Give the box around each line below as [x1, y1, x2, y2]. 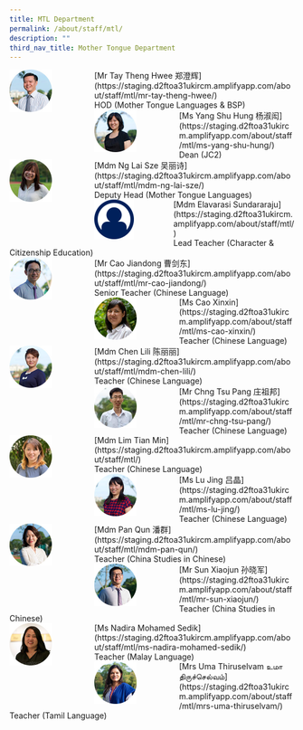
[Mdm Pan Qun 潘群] [94, 525, 172, 536]
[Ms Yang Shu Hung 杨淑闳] [179, 110, 283, 121]
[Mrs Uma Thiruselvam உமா [179, 661, 283, 672]
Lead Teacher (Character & [173, 238, 274, 249]
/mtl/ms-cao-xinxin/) [179, 326, 256, 337]
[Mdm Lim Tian [94, 435, 151, 446]
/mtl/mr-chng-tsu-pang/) [179, 416, 271, 427]
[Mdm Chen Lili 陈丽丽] [94, 346, 180, 357]
